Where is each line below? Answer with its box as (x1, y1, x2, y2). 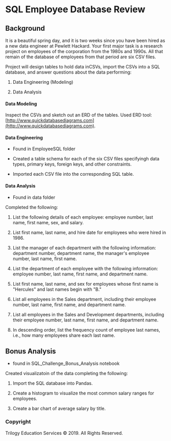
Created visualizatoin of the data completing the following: (5, 370, 128, 377)
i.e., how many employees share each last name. (12, 332, 115, 338)
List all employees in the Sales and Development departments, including (12, 311, 164, 317)
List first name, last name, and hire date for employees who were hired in (12, 229, 166, 236)
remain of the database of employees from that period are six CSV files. (5, 54, 156, 60)
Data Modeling (5, 101, 37, 107)
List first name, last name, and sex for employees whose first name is (12, 281, 159, 287)
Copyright (5, 418, 31, 425)
